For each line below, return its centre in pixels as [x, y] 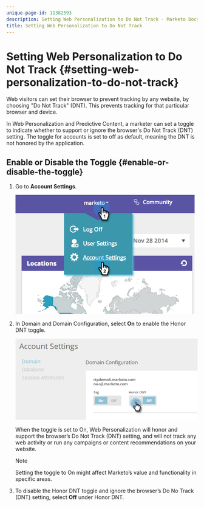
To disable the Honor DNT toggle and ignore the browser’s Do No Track [104, 491]
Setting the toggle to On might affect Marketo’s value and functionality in [106, 472]
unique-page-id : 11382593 [39, 13]
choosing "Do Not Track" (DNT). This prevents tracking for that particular [98, 106]
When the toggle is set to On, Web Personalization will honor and [96, 429]
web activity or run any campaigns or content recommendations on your [105, 442]
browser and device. [32, 112]
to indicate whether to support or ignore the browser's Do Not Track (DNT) [100, 130]
